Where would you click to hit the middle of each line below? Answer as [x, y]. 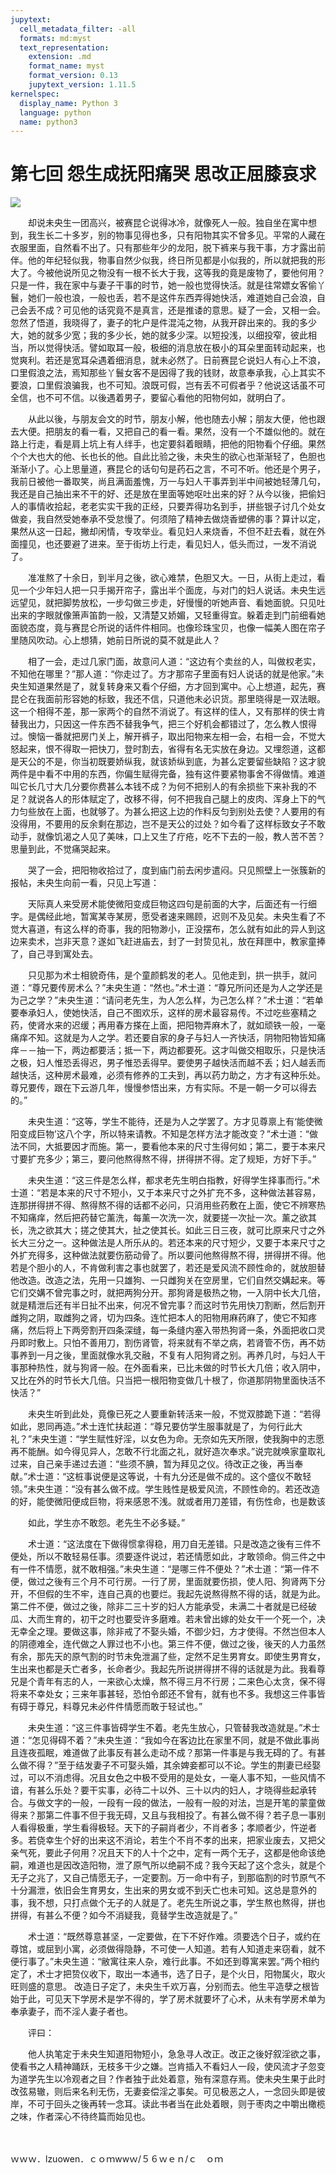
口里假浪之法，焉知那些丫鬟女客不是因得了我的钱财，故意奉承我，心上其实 [163, 373]
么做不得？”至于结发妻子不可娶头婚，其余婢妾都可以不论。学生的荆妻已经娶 [166, 1765]
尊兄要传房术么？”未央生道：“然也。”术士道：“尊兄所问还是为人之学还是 [177, 988]
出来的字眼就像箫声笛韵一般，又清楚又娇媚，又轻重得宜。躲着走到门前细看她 [168, 615]
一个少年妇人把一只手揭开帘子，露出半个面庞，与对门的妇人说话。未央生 [167, 590]
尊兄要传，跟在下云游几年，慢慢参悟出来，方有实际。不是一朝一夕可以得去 [163, 1088]
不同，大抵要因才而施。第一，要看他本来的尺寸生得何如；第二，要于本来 [167, 1147]
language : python [55, 112]
